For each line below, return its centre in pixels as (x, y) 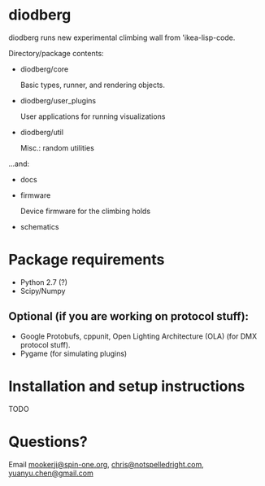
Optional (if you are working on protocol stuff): (129, 316)
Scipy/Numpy (43, 291)
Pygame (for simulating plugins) (74, 353)
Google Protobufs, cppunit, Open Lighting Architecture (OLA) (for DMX (139, 336)
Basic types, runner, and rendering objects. (92, 85)
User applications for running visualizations (93, 116)
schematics (39, 226)
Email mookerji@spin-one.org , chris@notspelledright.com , (106, 464)
